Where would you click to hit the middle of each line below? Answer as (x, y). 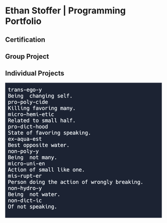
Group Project (27, 56)
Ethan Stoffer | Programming (65, 11)
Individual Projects (35, 73)
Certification (25, 40)
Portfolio (23, 21)
